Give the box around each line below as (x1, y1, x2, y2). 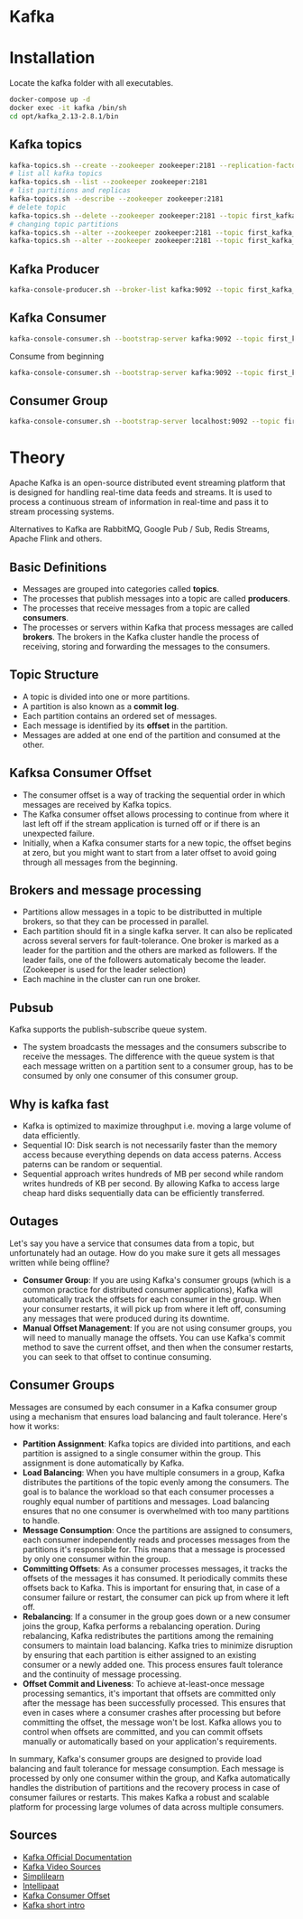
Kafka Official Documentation (22, 1851, 133, 1862)
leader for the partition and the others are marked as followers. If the (22, 945, 278, 956)
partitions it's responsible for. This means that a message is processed (22, 1543, 286, 1555)
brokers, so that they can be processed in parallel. (22, 916, 209, 927)
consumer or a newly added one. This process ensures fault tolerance (22, 1659, 284, 1670)
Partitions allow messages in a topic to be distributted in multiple (22, 906, 263, 918)
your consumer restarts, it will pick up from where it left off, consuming (22, 1303, 287, 1314)
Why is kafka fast (9, 1096, 110, 1112)
